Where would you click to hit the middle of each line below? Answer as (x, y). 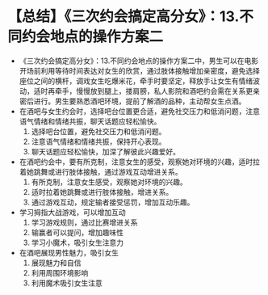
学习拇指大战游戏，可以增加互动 (72, 212)
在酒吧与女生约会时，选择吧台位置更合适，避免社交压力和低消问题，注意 (139, 111)
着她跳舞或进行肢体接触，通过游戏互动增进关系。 (100, 171)
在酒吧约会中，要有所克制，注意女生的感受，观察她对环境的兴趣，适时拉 (139, 162)
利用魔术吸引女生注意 (67, 283)
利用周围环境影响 (60, 272)
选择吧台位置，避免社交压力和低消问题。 (98, 131)
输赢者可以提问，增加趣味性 (77, 232)
